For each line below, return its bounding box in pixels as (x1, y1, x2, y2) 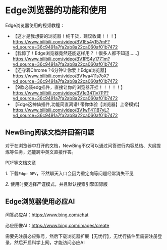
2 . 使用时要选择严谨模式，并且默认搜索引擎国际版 (5, 181, 108, 187)
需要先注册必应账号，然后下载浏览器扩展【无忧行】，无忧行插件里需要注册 (5, 233, 158, 239)
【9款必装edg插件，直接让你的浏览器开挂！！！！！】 (12, 84, 125, 90)
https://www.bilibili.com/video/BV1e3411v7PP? (12, 89, 109, 96)
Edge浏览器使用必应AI (5, 197, 75, 206)
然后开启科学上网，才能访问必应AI (14, 239, 85, 245)
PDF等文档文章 (5, 160, 36, 166)
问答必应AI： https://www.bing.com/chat (5, 212, 89, 218)
